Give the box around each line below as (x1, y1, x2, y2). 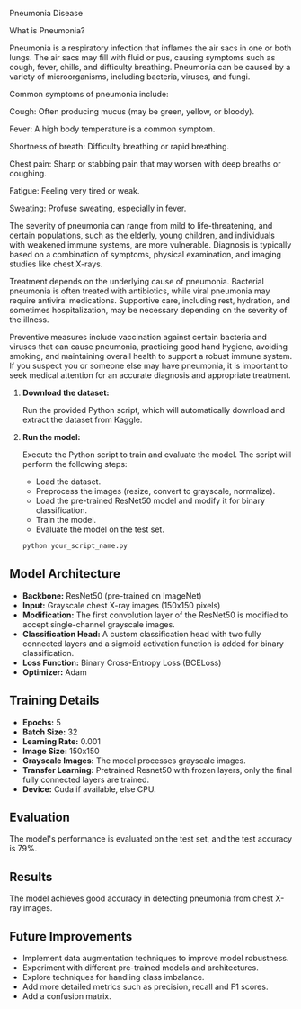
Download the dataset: (22, 387, 110, 398)
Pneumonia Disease (9, 8, 84, 18)
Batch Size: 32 (22, 726, 78, 737)
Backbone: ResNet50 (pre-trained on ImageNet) (22, 590, 202, 601)
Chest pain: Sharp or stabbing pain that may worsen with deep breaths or (9, 158, 281, 169)
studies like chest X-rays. (9, 258, 103, 269)
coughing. (9, 168, 47, 178)
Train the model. (35, 515, 97, 525)
